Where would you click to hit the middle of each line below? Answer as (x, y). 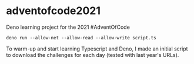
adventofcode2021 (53, 11)
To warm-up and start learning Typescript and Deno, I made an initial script (97, 49)
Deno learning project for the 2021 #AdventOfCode (68, 27)
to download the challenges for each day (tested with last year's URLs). (93, 55)
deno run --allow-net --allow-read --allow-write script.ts (81, 38)
